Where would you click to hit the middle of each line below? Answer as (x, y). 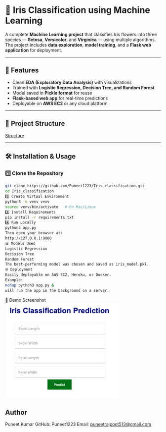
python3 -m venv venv (27, 202)
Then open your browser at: (34, 233)
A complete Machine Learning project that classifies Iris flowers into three (81, 34)
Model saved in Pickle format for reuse (52, 93)
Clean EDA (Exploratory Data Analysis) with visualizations (72, 82)
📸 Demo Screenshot (25, 300)
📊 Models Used (20, 243)
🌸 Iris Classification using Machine (78, 10)
